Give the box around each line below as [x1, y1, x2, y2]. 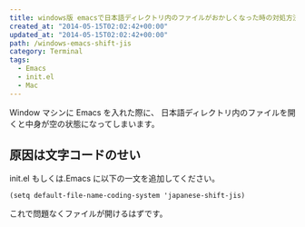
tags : [9, 55, 30, 64]
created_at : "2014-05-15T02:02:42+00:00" [9, 22, 169, 31]
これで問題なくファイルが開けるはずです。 [9, 208, 168, 219]
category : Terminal [9, 47, 84, 56]
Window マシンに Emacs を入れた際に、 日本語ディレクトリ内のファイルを [9, 106, 288, 118]
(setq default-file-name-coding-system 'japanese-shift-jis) [9, 192, 246, 201]
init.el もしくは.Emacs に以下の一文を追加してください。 [9, 173, 221, 184]
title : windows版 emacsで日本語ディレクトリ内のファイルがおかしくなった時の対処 [9, 13, 287, 23]
